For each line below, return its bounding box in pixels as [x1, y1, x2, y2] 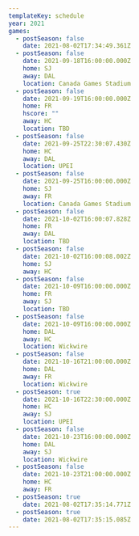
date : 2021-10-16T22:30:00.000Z [22, 395, 131, 403]
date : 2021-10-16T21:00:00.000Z [22, 357, 131, 366]
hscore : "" [22, 110, 59, 118]
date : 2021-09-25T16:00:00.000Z [22, 177, 131, 186]
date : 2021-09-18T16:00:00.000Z [22, 57, 131, 65]
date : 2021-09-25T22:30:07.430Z [22, 139, 131, 148]
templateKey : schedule [8, 11, 84, 20]
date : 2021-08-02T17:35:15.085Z [22, 515, 131, 524]
